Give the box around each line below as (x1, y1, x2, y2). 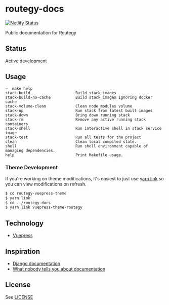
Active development (5, 58, 47, 64)
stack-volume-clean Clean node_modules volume (5, 103, 133, 109)
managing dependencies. (5, 148, 56, 153)
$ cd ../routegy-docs (5, 200, 51, 205)
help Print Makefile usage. (5, 152, 123, 158)
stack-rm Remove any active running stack (5, 117, 146, 122)
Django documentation (12, 260, 61, 266)
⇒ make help (5, 86, 33, 91)
